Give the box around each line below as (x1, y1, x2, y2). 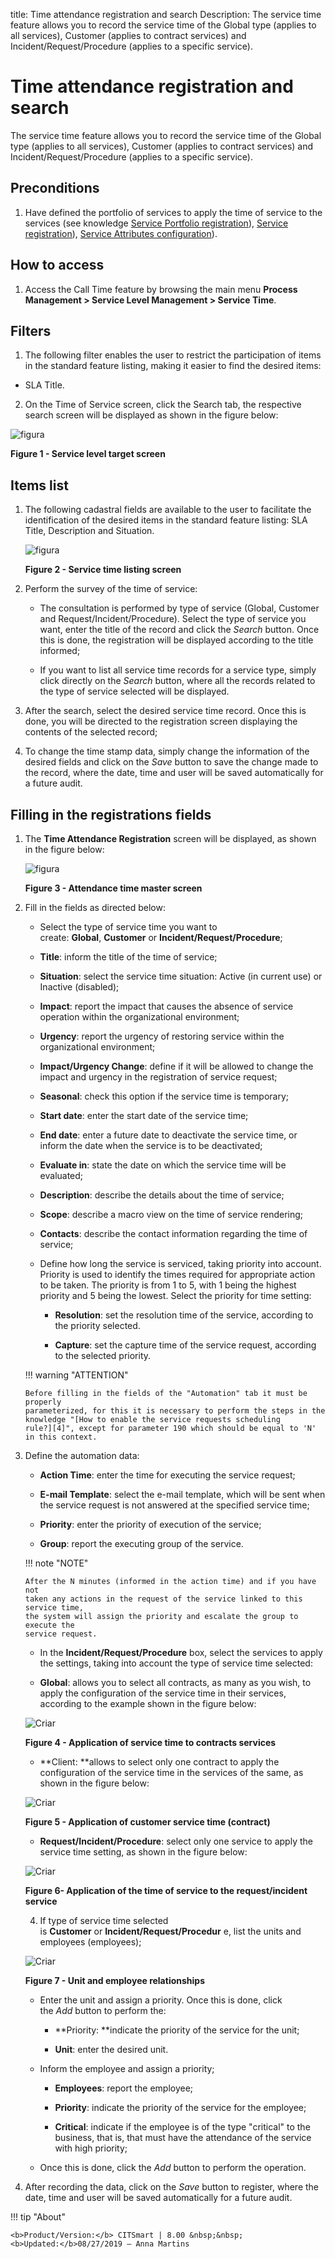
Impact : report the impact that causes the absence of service (39, 1000, 294, 1012)
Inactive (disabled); (39, 981, 120, 993)
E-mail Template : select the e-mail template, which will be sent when (39, 1489, 326, 1500)
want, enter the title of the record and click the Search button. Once (39, 624, 320, 636)
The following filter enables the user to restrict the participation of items (24, 349, 322, 361)
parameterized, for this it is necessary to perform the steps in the (24, 1406, 326, 1416)
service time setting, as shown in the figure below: (39, 1846, 248, 1858)
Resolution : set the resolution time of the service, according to (54, 1309, 314, 1321)
